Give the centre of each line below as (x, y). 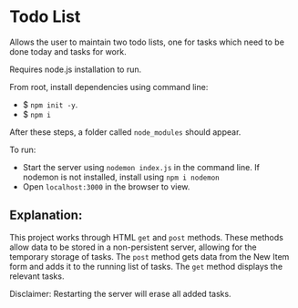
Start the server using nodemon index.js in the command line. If (141, 167)
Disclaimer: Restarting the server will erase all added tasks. (120, 293)
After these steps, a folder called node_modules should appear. (125, 132)
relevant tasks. (37, 276)
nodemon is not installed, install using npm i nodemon (121, 177)
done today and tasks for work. (68, 51)
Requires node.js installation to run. (76, 69)
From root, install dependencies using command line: (109, 87)
